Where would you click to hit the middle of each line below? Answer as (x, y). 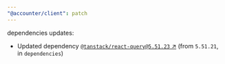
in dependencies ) (40, 53)
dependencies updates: (41, 33)
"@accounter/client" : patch (47, 13)
